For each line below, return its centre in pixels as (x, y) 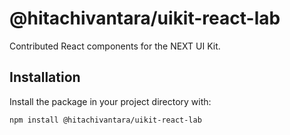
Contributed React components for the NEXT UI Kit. (115, 46)
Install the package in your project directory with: (110, 101)
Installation (45, 77)
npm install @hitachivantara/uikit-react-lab (105, 120)
